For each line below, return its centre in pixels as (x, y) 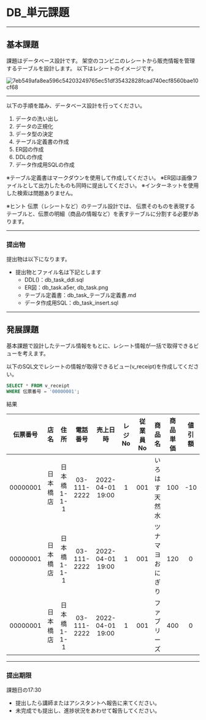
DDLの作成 (29, 157)
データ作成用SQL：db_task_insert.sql (71, 303)
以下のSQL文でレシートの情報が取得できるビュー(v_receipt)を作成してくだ (100, 366)
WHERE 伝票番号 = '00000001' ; (43, 391)
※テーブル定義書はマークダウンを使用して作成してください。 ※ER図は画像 (99, 177)
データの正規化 (34, 126)
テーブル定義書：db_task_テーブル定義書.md (80, 295)
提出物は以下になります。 (38, 259)
